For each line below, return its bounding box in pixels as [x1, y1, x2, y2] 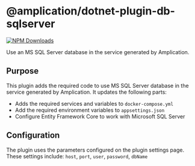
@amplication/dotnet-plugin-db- [6, 4, 176, 18]
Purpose [6, 66, 39, 76]
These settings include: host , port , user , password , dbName [6, 152, 148, 160]
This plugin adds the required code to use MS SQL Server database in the [6, 82, 189, 89]
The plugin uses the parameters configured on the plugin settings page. [6, 146, 185, 153]
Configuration [6, 131, 60, 141]
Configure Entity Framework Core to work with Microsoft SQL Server [14, 112, 185, 120]
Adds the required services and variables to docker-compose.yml [14, 100, 173, 107]
